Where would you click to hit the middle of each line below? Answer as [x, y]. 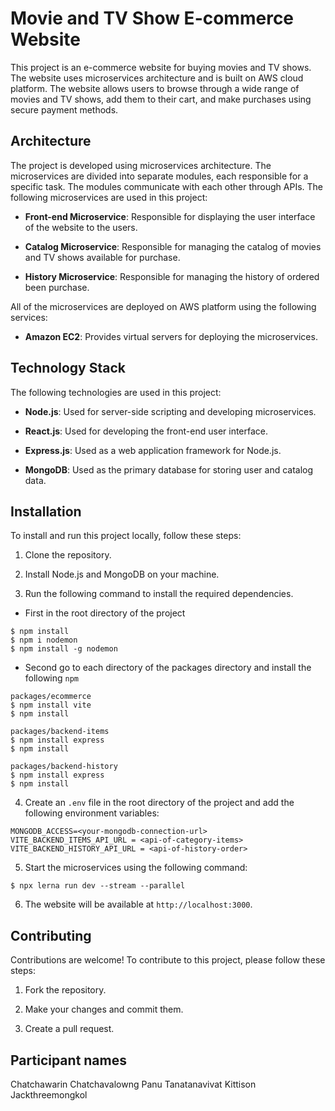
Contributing [51, 935]
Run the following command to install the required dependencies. [159, 594]
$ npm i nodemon [44, 640]
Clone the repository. [68, 555]
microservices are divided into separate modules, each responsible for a [159, 176]
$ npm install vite [51, 705]
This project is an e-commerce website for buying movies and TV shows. [161, 67]
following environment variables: [92, 813]
